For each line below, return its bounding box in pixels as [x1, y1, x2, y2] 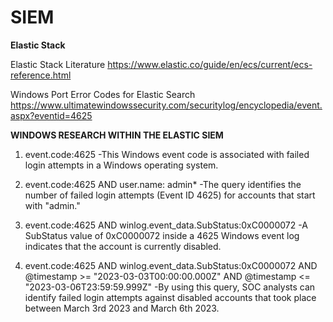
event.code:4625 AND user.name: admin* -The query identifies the [24, 178, 302, 190]
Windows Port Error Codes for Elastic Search [10, 88, 196, 100]
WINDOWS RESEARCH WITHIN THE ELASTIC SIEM [10, 129, 224, 141]
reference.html [10, 69, 72, 81]
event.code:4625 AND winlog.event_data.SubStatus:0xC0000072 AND [24, 259, 318, 271]
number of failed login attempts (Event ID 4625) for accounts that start [24, 189, 316, 201]
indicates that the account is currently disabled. [24, 240, 222, 252]
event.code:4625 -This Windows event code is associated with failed [24, 148, 310, 160]
